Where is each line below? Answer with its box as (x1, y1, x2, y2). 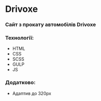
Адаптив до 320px (12, 90, 51, 96)
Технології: (5, 35, 34, 42)
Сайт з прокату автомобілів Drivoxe (5, 21, 96, 28)
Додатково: (5, 79, 36, 86)
